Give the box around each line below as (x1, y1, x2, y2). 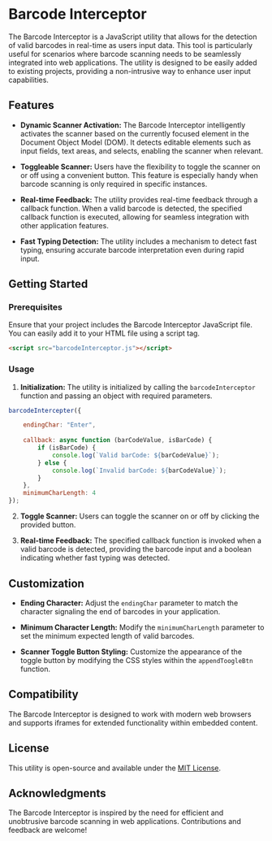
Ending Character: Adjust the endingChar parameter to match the (19, 598, 239, 608)
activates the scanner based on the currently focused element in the (19, 128, 249, 138)
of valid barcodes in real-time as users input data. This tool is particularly (8, 40, 253, 50)
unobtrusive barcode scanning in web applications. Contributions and (8, 817, 241, 826)
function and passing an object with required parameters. (19, 391, 213, 401)
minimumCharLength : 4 (23, 489, 96, 497)
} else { (37, 458, 67, 467)
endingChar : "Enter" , (23, 421, 96, 429)
